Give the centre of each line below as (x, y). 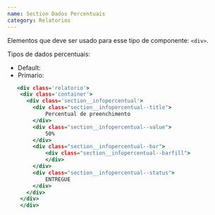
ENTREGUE (58, 179)
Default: (29, 67)
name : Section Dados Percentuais (56, 14)
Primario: (31, 75)
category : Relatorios (39, 20)
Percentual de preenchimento (88, 114)
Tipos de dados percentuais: (49, 54)
